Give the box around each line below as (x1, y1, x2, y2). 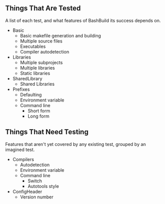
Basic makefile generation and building (20, 32, 101, 38)
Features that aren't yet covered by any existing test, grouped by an (5, 141, 146, 147)
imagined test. (5, 146, 35, 152)
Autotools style (27, 183, 59, 189)
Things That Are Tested (5, 4, 81, 13)
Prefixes (12, 86, 30, 92)
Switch (27, 178, 42, 184)
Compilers (12, 156, 34, 162)
